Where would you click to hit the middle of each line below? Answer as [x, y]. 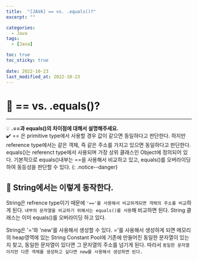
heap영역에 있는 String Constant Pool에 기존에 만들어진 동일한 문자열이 [95, 238]
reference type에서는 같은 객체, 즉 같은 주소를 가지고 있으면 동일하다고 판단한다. [99, 145]
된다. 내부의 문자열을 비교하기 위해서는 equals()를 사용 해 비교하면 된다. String [99, 210]
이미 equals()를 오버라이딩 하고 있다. [64, 218]
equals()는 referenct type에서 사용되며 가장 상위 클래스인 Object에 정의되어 [94, 152]
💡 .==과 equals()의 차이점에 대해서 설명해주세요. [62, 129]
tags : [13, 39]
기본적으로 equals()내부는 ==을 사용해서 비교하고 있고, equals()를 [90, 160]
